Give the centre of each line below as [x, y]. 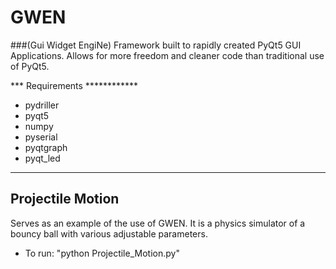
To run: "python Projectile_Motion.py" [102, 253]
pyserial [41, 137]
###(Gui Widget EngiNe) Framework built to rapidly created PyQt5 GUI [156, 45]
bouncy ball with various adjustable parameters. [109, 233]
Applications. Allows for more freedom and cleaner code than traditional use [167, 55]
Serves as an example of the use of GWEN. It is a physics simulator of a [158, 223]
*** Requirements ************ [74, 85]
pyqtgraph [46, 147]
